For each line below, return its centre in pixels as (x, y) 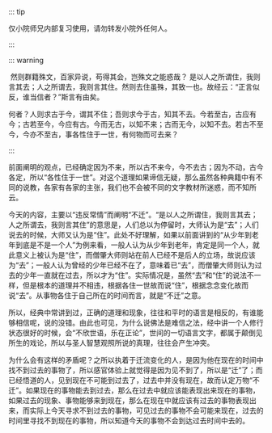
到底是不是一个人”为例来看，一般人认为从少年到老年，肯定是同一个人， (134, 245)
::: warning (26, 60)
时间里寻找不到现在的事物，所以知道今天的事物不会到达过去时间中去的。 (129, 420)
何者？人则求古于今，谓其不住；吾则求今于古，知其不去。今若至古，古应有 (132, 114)
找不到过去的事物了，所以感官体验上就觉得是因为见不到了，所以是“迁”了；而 (136, 370)
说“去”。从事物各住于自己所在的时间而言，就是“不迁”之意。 (107, 295)
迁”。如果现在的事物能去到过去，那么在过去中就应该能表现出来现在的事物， (134, 390)
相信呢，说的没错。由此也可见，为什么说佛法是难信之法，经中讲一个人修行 (139, 323)
